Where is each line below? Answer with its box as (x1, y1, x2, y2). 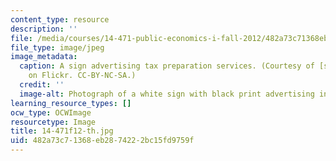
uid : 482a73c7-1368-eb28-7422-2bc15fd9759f (10, 136, 195, 146)
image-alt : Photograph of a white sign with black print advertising (19, 89, 315, 99)
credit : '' (19, 80, 65, 90)
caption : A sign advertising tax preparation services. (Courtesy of (19, 61, 315, 71)
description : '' (10, 24, 78, 34)
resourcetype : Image (10, 117, 97, 127)
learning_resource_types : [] (10, 98, 132, 108)
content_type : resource (10, 14, 110, 25)
